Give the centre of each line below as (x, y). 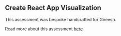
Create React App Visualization (53, 8)
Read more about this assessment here (44, 29)
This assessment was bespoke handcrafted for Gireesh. (61, 19)
